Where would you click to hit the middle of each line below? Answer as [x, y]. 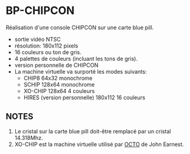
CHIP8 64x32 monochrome [58, 78]
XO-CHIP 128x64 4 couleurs [59, 91]
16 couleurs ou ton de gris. [48, 52]
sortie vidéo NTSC [38, 39]
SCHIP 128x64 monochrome [59, 84]
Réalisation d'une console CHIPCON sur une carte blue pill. [80, 27]
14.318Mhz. [29, 138]
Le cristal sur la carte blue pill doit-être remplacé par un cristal [93, 131]
